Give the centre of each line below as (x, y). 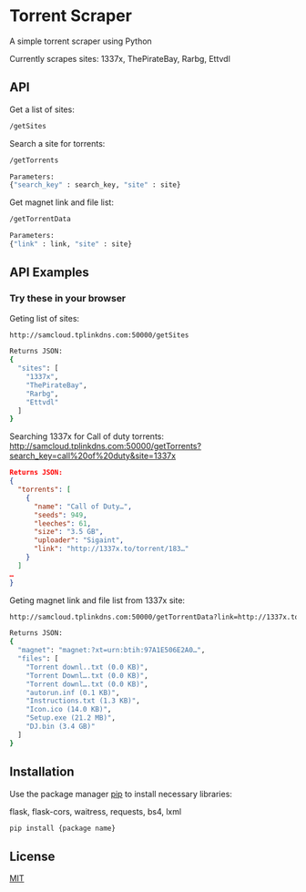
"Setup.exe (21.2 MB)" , (71, 718)
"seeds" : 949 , (61, 515)
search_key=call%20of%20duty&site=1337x (92, 456)
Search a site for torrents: (57, 143)
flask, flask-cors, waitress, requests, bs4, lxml (96, 811)
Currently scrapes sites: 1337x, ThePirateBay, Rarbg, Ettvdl (120, 58)
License (32, 856)
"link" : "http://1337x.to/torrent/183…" (111, 549)
